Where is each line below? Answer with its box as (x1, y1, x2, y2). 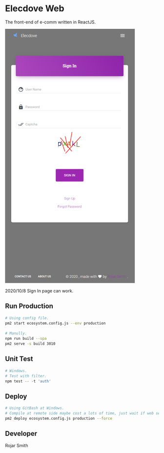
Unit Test (5, 355, 33, 363)
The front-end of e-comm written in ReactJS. (5, 19, 96, 25)
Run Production (5, 302, 54, 310)
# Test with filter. (5, 373, 47, 378)
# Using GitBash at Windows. (5, 406, 64, 411)
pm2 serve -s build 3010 (5, 341, 56, 347)
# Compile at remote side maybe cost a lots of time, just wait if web (5, 411, 154, 416)
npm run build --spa (5, 336, 47, 341)
